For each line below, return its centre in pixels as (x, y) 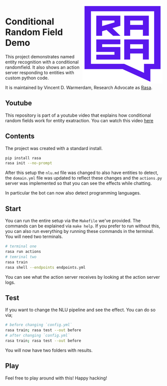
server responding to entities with (40, 72)
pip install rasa (23, 158)
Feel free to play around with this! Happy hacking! (56, 378)
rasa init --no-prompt (29, 163)
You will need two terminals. (34, 237)
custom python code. (27, 78)
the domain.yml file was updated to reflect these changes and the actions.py (84, 178)
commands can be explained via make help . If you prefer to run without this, (83, 226)
